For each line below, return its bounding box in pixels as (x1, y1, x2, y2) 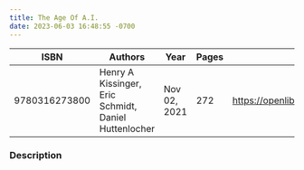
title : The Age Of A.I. (9, 13, 100, 23)
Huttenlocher (99, 122, 156, 135)
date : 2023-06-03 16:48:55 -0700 (9, 22, 136, 31)
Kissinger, (99, 77, 142, 90)
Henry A (99, 65, 135, 78)
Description (9, 149, 62, 162)
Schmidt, (99, 99, 138, 112)
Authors (109, 51, 146, 63)
